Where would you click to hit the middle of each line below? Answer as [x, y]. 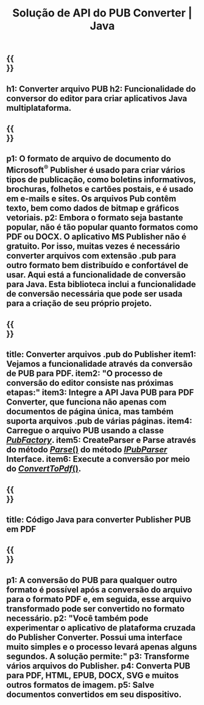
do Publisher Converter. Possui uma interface [94, 637]
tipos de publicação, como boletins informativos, [101, 180]
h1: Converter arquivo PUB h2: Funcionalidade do [101, 89]
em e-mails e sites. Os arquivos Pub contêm [91, 199]
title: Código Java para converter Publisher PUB [99, 519]
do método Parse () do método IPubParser [87, 450]
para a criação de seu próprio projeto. [79, 304]
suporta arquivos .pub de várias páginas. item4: [100, 421]
